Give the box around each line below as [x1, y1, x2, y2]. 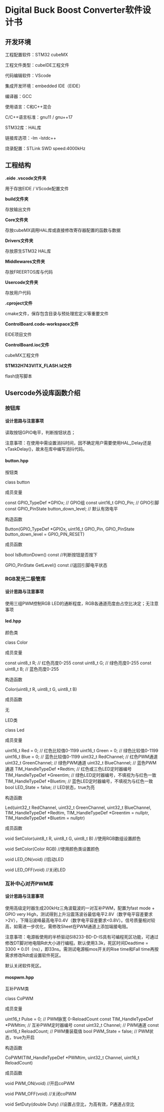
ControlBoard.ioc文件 [5, 342, 50, 348]
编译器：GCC [5, 94, 32, 99]
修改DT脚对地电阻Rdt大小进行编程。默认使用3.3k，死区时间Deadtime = [5, 940, 148, 946]
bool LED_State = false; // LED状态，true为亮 [5, 784, 95, 790]
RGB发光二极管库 [5, 576, 46, 582]
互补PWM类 [5, 986, 29, 992]
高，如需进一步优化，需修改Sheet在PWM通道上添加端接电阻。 [5, 923, 131, 929]
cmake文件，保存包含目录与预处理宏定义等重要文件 [5, 310, 109, 316]
